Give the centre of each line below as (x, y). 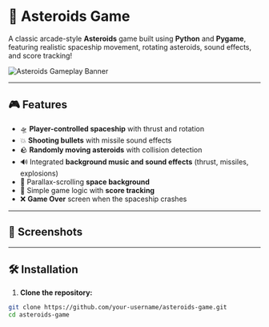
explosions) (39, 173)
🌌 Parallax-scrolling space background (85, 182)
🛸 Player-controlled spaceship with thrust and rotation (112, 128)
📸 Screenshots (46, 232)
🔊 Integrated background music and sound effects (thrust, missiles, (134, 161)
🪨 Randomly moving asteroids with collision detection (111, 149)
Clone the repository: (56, 293)
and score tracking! (40, 55)
